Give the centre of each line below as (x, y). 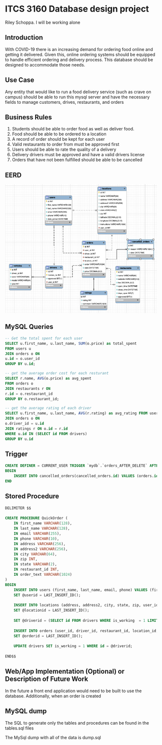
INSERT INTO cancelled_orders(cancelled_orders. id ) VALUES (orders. (84, 476)
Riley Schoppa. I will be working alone (43, 22)
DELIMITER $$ (18, 508)
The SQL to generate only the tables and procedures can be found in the (77, 723)
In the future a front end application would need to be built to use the (74, 691)
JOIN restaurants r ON (28, 389)
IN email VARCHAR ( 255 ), (38, 534)
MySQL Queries (29, 327)
